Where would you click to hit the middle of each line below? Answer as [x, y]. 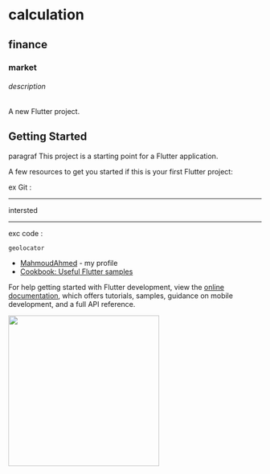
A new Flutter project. [44, 111]
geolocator [27, 248]
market [23, 67]
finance [28, 45]
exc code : [26, 233]
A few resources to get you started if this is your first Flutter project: [121, 171]
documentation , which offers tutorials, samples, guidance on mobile [121, 296]
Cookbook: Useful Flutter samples [76, 272]
